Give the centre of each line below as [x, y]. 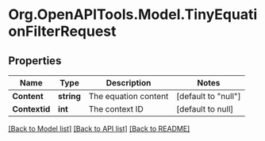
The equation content [129, 96]
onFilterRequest [62, 31]
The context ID [116, 109]
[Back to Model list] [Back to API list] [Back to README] [99, 129]
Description [129, 83]
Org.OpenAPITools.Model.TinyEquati [133, 15]
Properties [35, 61]
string [70, 96]
